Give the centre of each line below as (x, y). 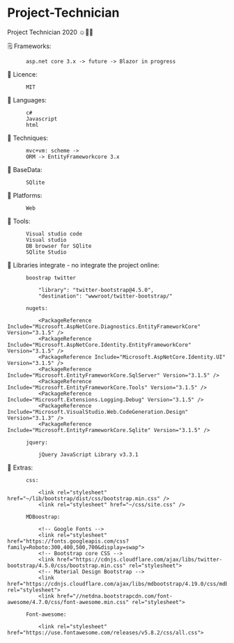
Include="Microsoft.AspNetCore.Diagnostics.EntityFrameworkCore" (104, 326)
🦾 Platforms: (25, 195)
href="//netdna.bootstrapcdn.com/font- (115, 596)
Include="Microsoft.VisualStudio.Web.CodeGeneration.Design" (98, 412)
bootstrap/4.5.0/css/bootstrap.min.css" (67, 566)
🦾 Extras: (20, 467)
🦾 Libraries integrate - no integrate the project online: (84, 265)
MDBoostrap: (43, 517)
